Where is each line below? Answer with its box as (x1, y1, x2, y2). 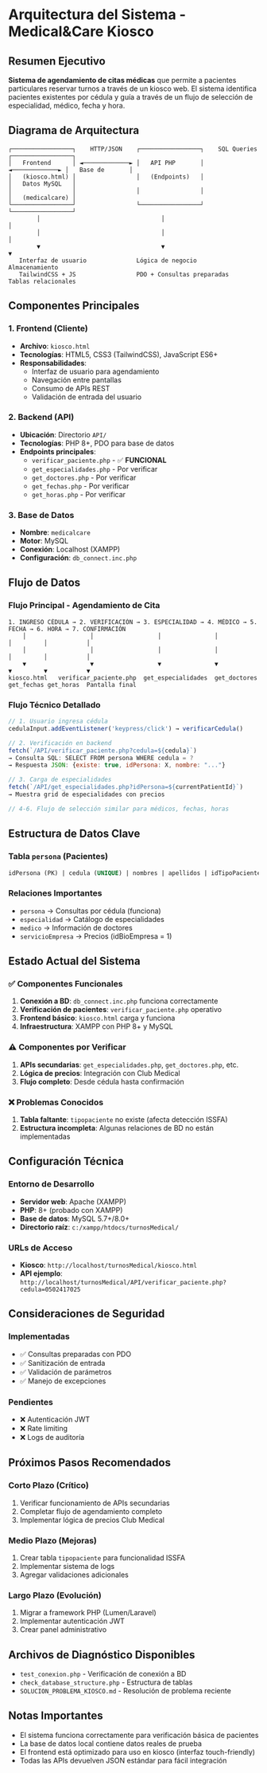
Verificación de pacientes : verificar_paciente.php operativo (19, 1005, 222, 1014)
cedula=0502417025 (19, 1285, 81, 1293)
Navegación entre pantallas (31, 375, 122, 384)
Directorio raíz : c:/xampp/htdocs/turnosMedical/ (19, 1222, 179, 1232)
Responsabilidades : (19, 358, 87, 367)
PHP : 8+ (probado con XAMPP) (19, 1205, 123, 1214)
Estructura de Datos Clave (8, 827, 141, 841)
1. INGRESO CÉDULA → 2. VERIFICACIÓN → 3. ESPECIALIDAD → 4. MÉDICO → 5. (8, 618, 258, 626)
